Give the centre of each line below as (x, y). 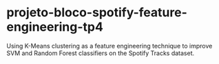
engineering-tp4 (55, 27)
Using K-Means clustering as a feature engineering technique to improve (109, 46)
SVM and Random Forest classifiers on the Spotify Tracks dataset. (101, 53)
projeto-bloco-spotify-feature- (97, 13)
